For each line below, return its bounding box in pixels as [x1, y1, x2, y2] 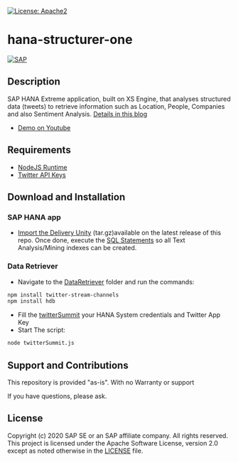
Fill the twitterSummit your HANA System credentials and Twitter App [17, 311, 221, 319]
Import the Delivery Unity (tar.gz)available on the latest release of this [17, 228, 222, 237]
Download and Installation [7, 190, 126, 203]
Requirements [7, 144, 71, 156]
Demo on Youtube [17, 123, 71, 131]
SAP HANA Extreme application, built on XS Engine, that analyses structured [7, 95, 231, 103]
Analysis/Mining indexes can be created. [17, 244, 137, 252]
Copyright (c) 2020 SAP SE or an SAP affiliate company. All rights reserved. [7, 431, 229, 440]
